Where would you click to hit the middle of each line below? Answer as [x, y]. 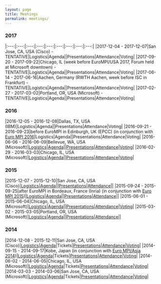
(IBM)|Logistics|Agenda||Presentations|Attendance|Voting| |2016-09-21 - [78, 126]
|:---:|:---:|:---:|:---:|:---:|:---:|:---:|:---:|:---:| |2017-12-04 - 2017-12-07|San [81, 46]
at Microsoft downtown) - [31, 67]
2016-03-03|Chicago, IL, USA [44, 152]
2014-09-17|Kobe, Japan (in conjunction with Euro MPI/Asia [81, 250]
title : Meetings [21, 14]
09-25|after [17, 191]
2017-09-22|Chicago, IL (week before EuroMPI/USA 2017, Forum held [84, 62]
